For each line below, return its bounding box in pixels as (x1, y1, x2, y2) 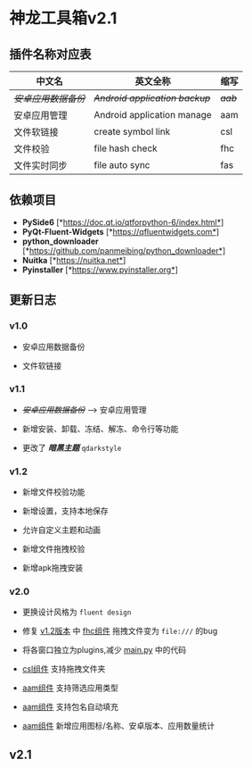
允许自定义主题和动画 (21, 524, 101, 536)
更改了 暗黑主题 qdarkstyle (21, 442, 122, 453)
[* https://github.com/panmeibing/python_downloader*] (21, 245, 226, 255)
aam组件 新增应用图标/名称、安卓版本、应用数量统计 (21, 721, 215, 731)
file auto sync (93, 159, 150, 171)
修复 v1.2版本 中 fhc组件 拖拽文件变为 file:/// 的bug (21, 626, 218, 637)
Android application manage (93, 109, 212, 121)
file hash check (93, 142, 158, 154)
